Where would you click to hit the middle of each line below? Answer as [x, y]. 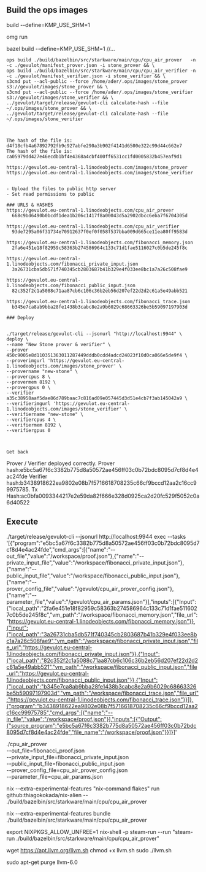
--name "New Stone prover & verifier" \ [59, 344]
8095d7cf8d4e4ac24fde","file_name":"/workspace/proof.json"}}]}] [91, 732]
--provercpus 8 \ [29, 377]
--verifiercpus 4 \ [31, 420]
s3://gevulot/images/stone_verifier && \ [60, 98]
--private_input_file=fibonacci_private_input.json [68, 757]
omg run [17, 37]
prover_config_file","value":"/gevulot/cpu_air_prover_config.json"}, [90, 588]
